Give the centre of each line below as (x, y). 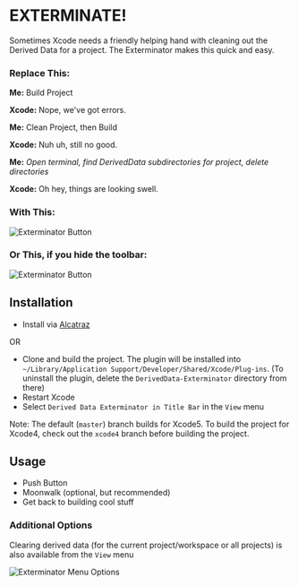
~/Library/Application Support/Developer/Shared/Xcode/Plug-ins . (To (153, 368)
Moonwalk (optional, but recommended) (96, 493)
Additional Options (51, 525)
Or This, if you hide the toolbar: (78, 254)
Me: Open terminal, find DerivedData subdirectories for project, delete (139, 162)
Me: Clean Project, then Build (64, 127)
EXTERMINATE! (68, 16)
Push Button (45, 483)
